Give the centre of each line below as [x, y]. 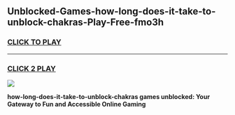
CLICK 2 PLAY [31, 68]
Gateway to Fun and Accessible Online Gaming [77, 104]
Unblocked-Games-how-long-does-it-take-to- [112, 11]
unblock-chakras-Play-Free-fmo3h [86, 23]
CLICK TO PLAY [34, 43]
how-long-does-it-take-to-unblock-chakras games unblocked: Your [109, 96]
